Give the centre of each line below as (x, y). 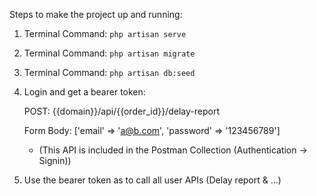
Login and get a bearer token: (84, 92)
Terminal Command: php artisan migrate (109, 53)
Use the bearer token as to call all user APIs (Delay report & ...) (152, 180)
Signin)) (55, 160)
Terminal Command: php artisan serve (105, 33)
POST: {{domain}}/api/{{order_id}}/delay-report (121, 111)
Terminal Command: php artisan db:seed (109, 72)
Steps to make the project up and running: (96, 14)
